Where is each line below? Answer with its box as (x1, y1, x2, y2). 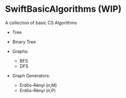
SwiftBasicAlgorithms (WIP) (5, 3, 122, 15)
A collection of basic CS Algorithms (5, 20, 77, 26)
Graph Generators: (12, 72, 50, 78)
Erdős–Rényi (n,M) (19, 82, 57, 88)
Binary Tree (12, 38, 36, 45)
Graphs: (12, 48, 29, 54)
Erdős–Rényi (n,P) (19, 87, 56, 93)
